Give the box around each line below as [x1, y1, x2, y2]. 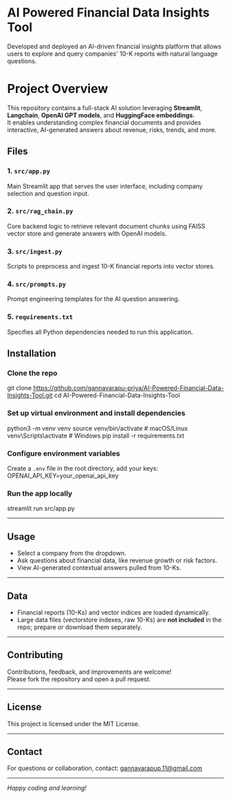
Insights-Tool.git [7, 391, 53, 400]
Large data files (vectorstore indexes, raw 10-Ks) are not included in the [16, 615, 222, 624]
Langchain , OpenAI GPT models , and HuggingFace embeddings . [7, 111, 195, 119]
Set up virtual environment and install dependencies [7, 408, 186, 418]
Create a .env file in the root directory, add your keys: [7, 465, 159, 473]
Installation [7, 348, 56, 359]
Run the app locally [7, 489, 73, 498]
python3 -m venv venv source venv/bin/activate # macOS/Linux [7, 424, 188, 432]
